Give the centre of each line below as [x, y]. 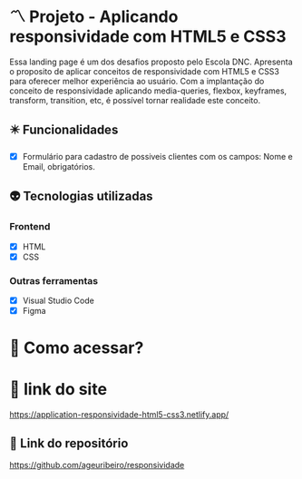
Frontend [30, 227]
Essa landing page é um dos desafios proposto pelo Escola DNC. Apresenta [151, 62]
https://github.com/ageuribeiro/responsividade [97, 464]
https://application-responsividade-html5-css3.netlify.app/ [119, 415]
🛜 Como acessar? [77, 348]
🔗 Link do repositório [69, 443]
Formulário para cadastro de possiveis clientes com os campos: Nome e [157, 156]
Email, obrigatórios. [58, 166]
